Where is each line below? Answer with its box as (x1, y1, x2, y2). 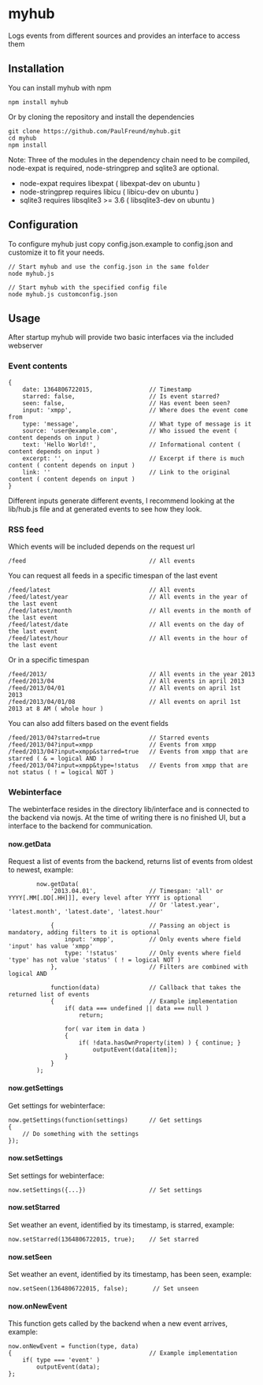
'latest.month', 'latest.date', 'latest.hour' (8, 908, 164, 916)
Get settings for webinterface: (8, 1100, 106, 1110)
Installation (8, 62, 65, 76)
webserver (8, 341, 43, 351)
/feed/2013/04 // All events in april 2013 (8, 677, 245, 685)
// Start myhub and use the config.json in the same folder (8, 262, 210, 270)
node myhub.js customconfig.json (8, 290, 118, 298)
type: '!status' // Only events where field (64, 949, 242, 958)
